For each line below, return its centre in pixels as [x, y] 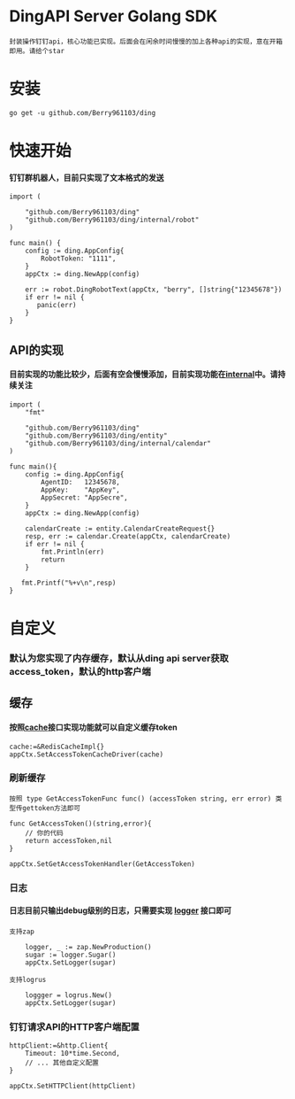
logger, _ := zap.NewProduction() [88, 947]
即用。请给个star [37, 50]
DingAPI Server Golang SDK [113, 16]
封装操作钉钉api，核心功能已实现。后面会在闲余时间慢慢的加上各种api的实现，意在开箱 [146, 42]
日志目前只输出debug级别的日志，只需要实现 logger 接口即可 [121, 910]
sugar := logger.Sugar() [71, 955]
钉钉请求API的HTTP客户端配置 [74, 1026]
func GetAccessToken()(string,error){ [80, 824]
